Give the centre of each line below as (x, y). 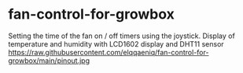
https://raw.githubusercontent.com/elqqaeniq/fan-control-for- (109, 52)
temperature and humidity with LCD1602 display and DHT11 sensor (116, 43)
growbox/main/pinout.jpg (49, 61)
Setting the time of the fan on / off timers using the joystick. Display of (122, 36)
